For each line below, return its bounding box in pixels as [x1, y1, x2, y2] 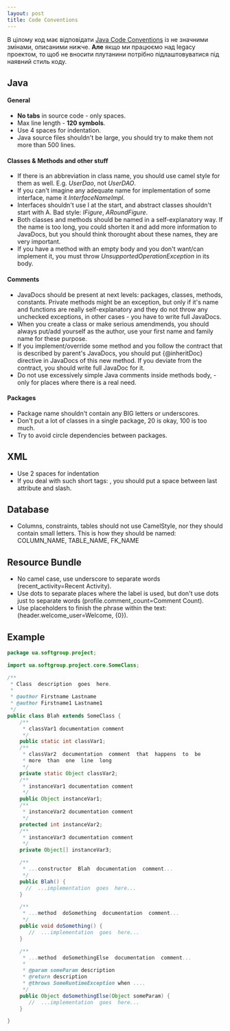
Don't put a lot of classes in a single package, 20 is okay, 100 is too [16, 417, 207, 425]
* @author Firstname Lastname [10, 694, 97, 700]
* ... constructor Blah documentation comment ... [22, 865, 174, 873]
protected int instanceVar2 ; [19, 821, 103, 828]
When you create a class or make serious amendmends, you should [16, 320, 209, 328]
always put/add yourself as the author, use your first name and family [16, 327, 214, 335]
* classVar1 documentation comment [22, 725, 125, 732]
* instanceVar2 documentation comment [22, 808, 134, 815]
